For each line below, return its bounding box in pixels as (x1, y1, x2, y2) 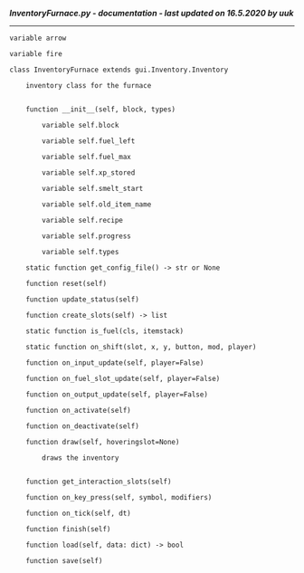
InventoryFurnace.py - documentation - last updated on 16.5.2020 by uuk (9, 8, 294, 18)
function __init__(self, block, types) (25, 105, 176, 114)
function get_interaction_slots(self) (25, 477, 172, 486)
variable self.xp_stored (42, 168, 136, 177)
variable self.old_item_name (42, 200, 152, 209)
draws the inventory (42, 454, 119, 463)
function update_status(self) (25, 295, 140, 304)
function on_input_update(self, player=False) (25, 358, 204, 368)
